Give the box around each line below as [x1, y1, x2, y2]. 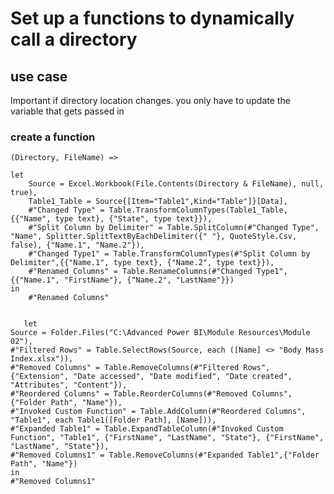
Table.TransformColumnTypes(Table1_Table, [108, 205, 288, 216]
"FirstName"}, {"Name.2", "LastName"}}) [63, 275, 235, 286]
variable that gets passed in [10, 105, 125, 117]
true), [10, 188, 38, 198]
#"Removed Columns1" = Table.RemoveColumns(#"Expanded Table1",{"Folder [10, 450, 320, 461]
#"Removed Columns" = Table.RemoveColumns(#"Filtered [10, 363, 240, 373]
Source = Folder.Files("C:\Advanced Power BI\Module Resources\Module [10, 328, 311, 338]
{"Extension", [10, 372, 70, 382]
